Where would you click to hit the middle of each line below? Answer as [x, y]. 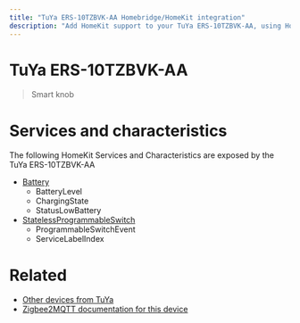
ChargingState [62, 201]
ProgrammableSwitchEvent [85, 229]
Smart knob [52, 95]
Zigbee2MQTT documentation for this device [105, 310]
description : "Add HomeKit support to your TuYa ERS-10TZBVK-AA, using [145, 26]
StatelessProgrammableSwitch [79, 220]
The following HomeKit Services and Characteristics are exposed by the [142, 155]
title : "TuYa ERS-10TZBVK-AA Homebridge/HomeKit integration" [127, 17]
